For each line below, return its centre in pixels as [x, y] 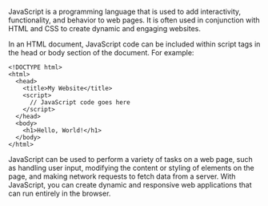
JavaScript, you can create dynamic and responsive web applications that [130, 185]
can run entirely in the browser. [60, 193]
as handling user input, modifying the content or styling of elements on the [131, 168]
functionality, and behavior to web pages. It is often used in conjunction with [134, 20]
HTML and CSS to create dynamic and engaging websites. [105, 28]
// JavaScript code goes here [80, 103]
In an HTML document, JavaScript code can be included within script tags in [134, 44]
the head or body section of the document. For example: [101, 53]
